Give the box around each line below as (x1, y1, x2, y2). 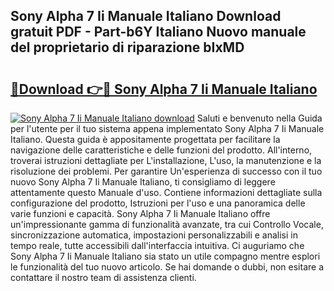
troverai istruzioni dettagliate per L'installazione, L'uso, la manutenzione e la (10, 155, 322, 166)
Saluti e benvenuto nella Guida (196, 112, 323, 124)
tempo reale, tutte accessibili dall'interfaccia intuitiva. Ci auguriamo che (10, 240, 305, 251)
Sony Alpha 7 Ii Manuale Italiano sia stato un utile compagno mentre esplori (10, 250, 321, 262)
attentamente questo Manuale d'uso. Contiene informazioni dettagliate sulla (10, 187, 323, 198)
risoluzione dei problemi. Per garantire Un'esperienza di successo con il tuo (10, 165, 323, 177)
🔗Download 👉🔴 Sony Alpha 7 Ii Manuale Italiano (10, 80, 318, 98)
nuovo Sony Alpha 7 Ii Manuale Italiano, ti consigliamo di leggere (10, 176, 276, 188)
